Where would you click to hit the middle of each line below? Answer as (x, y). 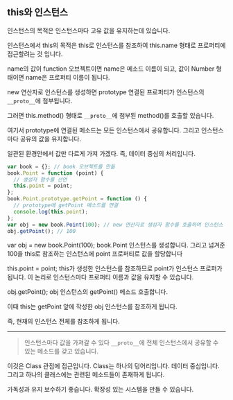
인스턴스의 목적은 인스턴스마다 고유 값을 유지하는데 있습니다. (89, 31)
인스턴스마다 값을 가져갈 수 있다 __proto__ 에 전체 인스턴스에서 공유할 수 (121, 342)
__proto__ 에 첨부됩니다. (40, 101)
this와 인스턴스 (37, 12)
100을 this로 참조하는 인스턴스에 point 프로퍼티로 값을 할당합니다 (95, 254)
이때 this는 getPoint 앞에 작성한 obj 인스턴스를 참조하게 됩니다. (92, 306)
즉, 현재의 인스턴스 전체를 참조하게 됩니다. (63, 322)
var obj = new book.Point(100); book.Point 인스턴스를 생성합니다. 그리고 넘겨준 (116, 245)
